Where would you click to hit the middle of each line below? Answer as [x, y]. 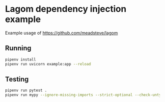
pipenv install [21, 60]
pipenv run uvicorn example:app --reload [48, 64]
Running [18, 48]
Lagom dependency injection [66, 9]
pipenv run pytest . [26, 91]
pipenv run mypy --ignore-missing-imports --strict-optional [69, 95]
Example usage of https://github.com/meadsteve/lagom [61, 33]
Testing [17, 79]
